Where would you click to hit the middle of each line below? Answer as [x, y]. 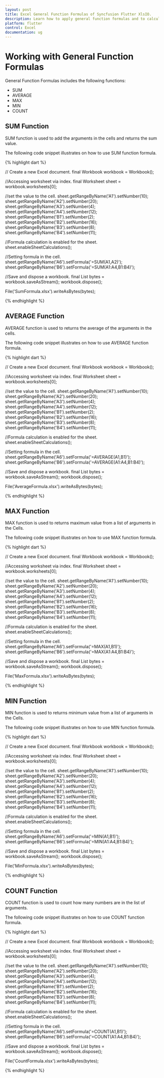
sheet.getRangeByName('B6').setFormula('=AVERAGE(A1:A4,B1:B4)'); [75, 462]
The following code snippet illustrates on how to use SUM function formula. [81, 153]
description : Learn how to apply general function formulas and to [75, 19]
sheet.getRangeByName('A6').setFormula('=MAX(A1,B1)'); [63, 647]
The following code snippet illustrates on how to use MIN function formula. [80, 728]
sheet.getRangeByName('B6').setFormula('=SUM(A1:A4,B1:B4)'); [70, 267]
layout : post [18, 10]
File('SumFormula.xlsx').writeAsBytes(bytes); [51, 291]
